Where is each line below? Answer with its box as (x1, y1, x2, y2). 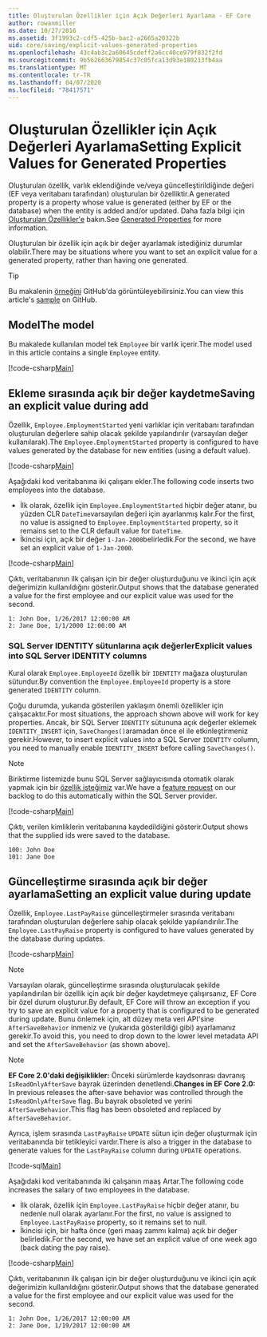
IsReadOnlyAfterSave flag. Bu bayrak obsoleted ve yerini (8, 1096, 193, 1106)
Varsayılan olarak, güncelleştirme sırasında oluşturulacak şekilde (8, 980, 221, 990)
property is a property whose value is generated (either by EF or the (8, 197, 232, 208)
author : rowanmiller (8, 19, 77, 27)
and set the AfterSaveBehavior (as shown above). (8, 1040, 171, 1049)
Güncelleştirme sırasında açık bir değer (8, 875, 208, 888)
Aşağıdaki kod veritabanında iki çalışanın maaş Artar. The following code (8, 1176, 245, 1186)
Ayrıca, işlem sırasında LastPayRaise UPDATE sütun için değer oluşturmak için (8, 1129, 257, 1138)
